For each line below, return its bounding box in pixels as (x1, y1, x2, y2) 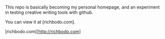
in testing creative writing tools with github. (5, 9, 93, 15)
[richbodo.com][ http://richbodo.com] (5, 29, 81, 34)
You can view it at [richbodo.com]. (5, 19, 76, 25)
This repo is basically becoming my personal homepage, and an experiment (5, 4, 160, 10)
